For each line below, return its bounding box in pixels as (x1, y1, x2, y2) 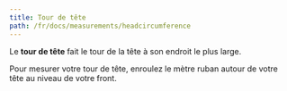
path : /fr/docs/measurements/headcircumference (9, 21, 192, 30)
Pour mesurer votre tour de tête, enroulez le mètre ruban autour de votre (9, 63, 279, 74)
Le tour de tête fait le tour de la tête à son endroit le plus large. (9, 45, 242, 56)
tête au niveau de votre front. (9, 72, 117, 83)
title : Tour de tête (9, 12, 87, 22)
